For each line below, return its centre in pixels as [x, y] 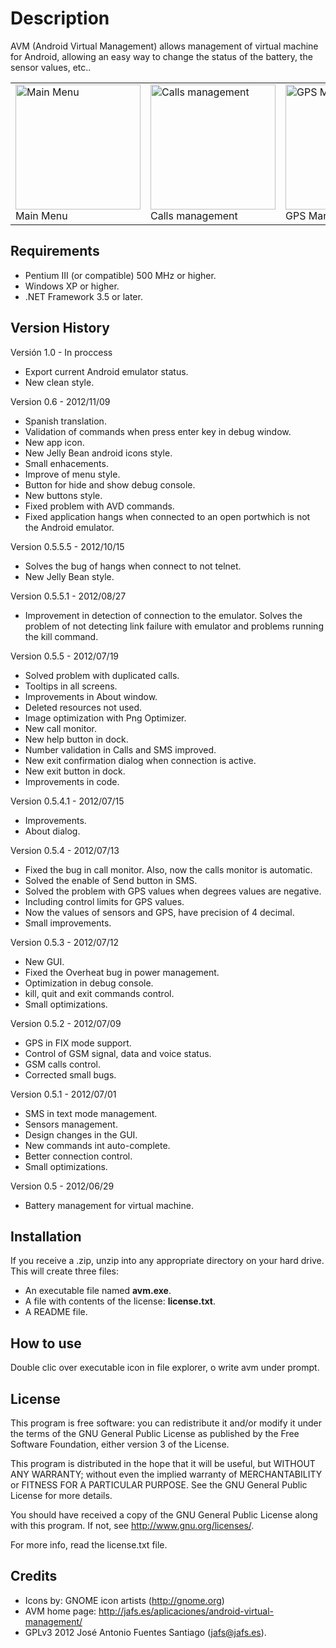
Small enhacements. [66, 463]
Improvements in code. [72, 781]
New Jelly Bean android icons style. [98, 453]
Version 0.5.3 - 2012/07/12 [65, 942]
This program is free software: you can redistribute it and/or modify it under [166, 1423]
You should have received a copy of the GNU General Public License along [164, 1515]
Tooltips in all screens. [71, 686]
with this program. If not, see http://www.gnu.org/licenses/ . [132, 1525]
